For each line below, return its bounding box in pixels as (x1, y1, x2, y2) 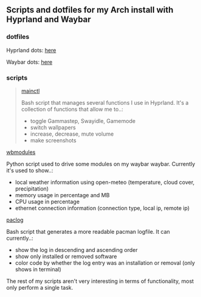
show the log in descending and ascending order (15, 246, 138, 253)
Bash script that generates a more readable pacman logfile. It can (6, 228, 170, 235)
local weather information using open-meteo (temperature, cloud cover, (15, 178, 195, 186)
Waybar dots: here (6, 58, 53, 66)
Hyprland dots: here (6, 46, 56, 54)
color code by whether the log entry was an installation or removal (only (15, 259, 196, 267)
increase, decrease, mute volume (30, 130, 114, 138)
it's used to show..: (6, 167, 53, 174)
